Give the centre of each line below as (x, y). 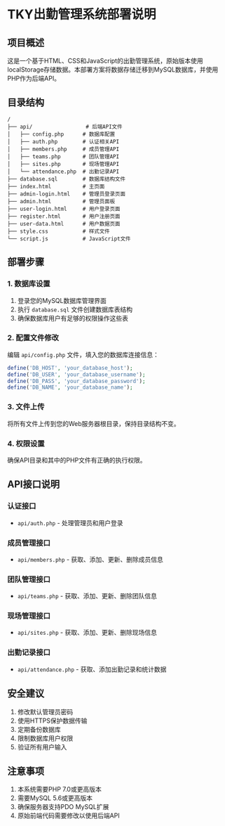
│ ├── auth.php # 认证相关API (63, 141)
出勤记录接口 (29, 652)
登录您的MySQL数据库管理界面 (62, 300)
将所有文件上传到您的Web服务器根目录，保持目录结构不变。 (94, 423)
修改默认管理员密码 (45, 711)
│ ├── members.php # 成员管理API (63, 149)
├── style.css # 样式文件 (59, 231)
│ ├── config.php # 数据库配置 (61, 134)
